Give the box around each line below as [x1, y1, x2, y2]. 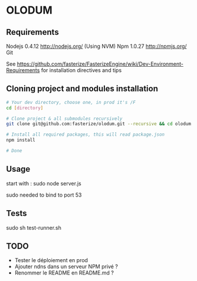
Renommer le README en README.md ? [14, 269, 114, 276]
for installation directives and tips [41, 67, 122, 74]
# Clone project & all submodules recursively [6, 116, 123, 122]
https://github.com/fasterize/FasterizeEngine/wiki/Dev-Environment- [17, 60, 184, 67]
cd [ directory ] [6, 104, 44, 111]
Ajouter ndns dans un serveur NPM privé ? [14, 263, 118, 270]
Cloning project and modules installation [6, 84, 158, 94]
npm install [6, 137, 35, 143]
